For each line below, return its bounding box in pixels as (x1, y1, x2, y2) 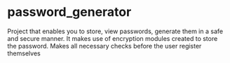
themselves (7, 49, 41, 57)
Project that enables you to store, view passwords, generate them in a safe (7, 27, 223, 35)
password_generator (7, 4, 132, 20)
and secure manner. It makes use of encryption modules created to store (7, 34, 218, 42)
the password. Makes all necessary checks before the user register (7, 42, 202, 50)
